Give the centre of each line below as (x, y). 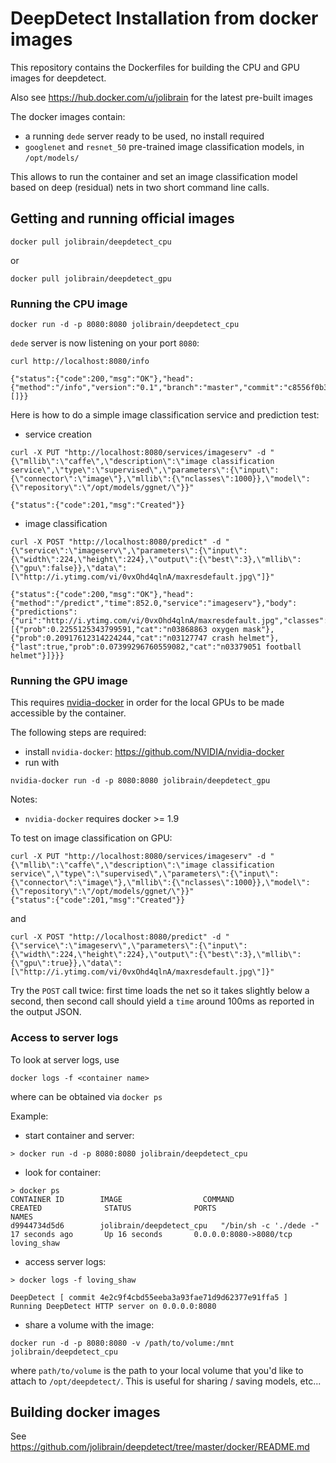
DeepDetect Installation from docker (164, 18)
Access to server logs (64, 1038)
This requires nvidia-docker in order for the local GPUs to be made (147, 703)
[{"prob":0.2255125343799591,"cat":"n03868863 (109, 630)
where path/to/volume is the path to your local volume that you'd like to (157, 1370)
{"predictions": (44, 612)
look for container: (63, 1172)
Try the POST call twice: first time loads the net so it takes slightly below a (160, 991)
